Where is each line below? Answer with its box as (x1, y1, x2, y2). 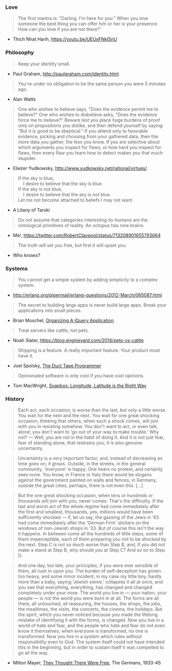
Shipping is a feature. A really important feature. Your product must (17, 347, 160, 353)
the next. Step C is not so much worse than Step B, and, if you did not (17, 542, 165, 548)
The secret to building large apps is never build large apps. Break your (17, 302, 167, 308)
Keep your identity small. (17, 61, 71, 67)
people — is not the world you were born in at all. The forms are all (17, 595, 159, 602)
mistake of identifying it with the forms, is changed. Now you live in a (17, 617, 164, 623)
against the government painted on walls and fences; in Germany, (17, 477, 158, 483)
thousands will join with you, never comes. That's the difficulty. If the (17, 498, 164, 504)
